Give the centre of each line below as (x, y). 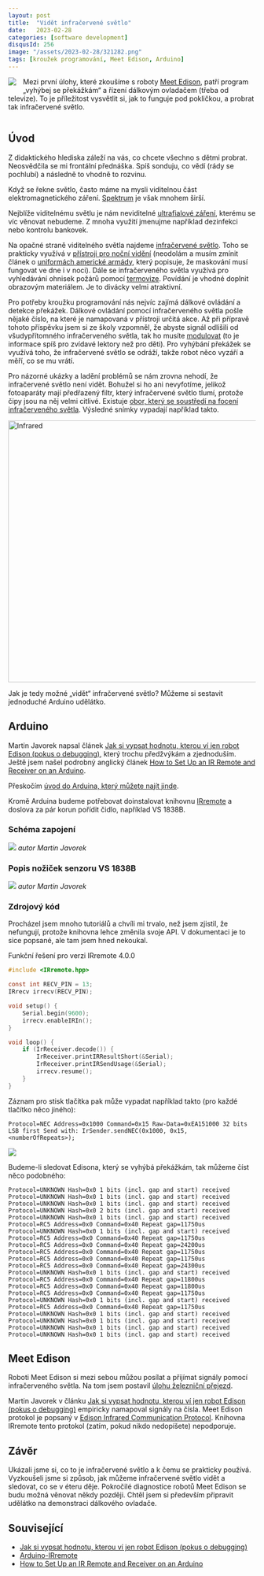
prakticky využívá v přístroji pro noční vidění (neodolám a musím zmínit (123, 253)
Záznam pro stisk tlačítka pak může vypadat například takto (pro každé (123, 1101)
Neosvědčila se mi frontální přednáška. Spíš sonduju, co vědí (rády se (121, 165)
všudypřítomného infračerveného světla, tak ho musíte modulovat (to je (124, 335)
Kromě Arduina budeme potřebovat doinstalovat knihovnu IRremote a (120, 801)
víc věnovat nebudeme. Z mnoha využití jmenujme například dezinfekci (123, 221)
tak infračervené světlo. (46, 106)
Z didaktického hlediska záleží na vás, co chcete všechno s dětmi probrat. (128, 157)
